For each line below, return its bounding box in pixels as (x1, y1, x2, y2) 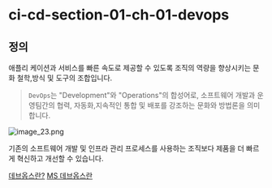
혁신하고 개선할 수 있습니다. (16, 154, 104, 163)
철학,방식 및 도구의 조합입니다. (16, 73, 113, 83)
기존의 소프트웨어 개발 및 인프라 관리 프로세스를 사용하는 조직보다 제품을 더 (8, 143, 245, 153)
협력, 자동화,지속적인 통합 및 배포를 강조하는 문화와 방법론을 (56, 100, 245, 110)
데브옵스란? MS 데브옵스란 (8, 171, 93, 180)
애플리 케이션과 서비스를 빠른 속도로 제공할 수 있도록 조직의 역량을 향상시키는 (8, 63, 252, 72)
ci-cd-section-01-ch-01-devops (8, 6, 230, 24)
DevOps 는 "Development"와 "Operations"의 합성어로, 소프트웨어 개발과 (28, 91, 256, 100)
